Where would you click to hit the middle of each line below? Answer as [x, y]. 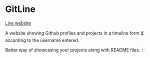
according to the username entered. [42, 40]
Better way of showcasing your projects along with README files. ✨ [75, 50]
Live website [18, 23]
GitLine [20, 9]
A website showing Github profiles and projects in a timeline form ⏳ [74, 33]
